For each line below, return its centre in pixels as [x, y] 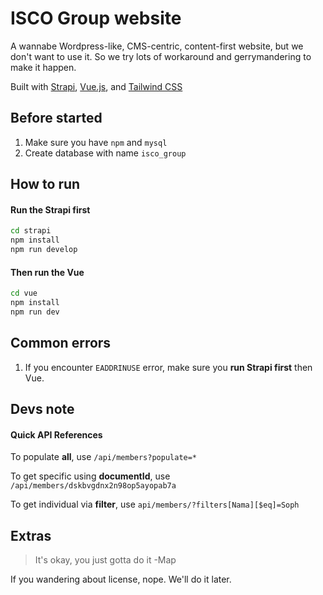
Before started [56, 118]
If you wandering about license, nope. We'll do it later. [121, 579]
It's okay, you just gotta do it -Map [105, 560]
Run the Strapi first [50, 209]
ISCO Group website [96, 18]
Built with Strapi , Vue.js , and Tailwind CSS [96, 86]
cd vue [24, 293]
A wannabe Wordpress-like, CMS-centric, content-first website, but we [157, 46]
